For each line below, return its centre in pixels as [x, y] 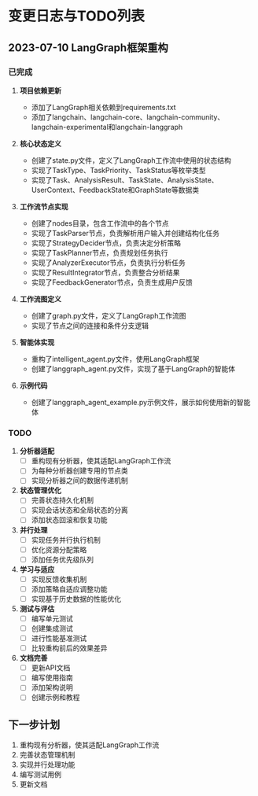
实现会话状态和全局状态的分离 [79, 510]
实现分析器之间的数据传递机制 [79, 481]
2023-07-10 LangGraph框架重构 [88, 48]
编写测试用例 [40, 775]
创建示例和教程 [55, 698]
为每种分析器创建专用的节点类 [79, 471]
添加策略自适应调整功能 [69, 589]
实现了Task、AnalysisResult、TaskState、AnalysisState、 [125, 180]
